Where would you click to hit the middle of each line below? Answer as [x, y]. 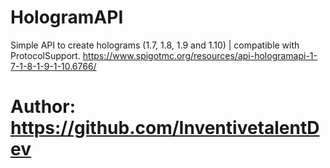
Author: [43, 107]
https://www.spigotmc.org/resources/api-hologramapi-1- [200, 55]
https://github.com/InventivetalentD [165, 128]
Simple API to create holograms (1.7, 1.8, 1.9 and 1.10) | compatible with [155, 45]
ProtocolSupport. [45, 55]
